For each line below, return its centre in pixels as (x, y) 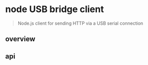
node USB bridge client (54, 9)
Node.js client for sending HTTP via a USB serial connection (80, 23)
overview (20, 39)
